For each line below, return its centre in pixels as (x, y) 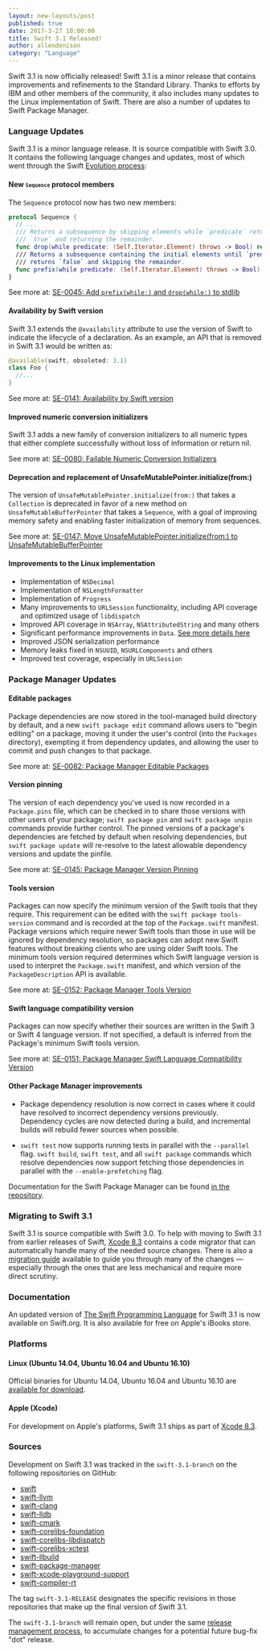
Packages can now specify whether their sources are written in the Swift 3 (132, 1026)
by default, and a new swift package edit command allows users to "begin (133, 725)
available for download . (47, 1389)
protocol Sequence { (43, 217)
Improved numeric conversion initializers (78, 416)
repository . (26, 1195)
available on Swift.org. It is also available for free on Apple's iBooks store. (130, 1323)
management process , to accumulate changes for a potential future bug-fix (133, 1631)
